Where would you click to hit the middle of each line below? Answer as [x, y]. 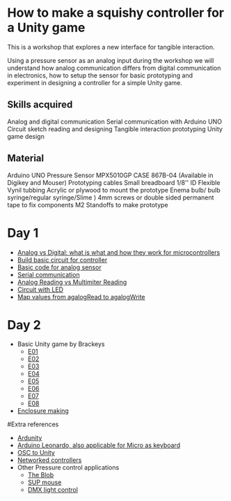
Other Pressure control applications [68, 468]
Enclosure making [43, 411]
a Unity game [46, 28]
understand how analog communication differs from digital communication [114, 68]
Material [25, 158]
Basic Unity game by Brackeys [61, 344]
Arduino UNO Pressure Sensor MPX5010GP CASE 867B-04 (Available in [110, 175]
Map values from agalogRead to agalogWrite [81, 297]
